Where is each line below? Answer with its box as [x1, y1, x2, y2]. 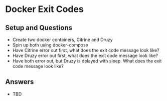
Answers [5, 77, 34, 86]
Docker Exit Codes [5, 3, 84, 15]
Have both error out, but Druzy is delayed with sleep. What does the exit [12, 58, 162, 63]
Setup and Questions [5, 23, 73, 32]
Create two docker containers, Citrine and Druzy [12, 36, 113, 42]
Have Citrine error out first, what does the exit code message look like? [12, 47, 159, 53]
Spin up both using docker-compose [12, 42, 89, 48]
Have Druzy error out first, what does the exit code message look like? [12, 52, 158, 58]
